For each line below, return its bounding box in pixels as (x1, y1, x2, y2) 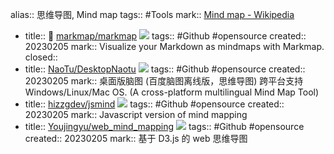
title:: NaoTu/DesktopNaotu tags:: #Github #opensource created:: (24, 63, 306, 75)
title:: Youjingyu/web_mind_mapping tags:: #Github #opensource (24, 121, 305, 132)
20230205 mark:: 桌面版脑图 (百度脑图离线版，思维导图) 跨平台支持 (24, 75, 304, 87)
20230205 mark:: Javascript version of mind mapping (24, 109, 248, 120)
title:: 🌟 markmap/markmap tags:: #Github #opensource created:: (24, 30, 307, 42)
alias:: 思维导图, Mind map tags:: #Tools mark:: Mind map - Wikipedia (10, 9, 295, 20)
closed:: (24, 51, 58, 63)
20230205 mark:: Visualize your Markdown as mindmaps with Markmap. (24, 41, 325, 52)
